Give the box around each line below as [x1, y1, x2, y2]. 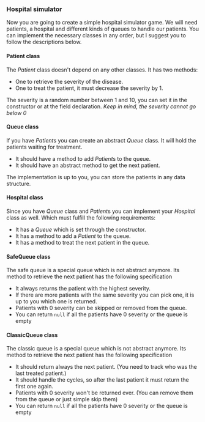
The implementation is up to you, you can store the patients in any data [6, 173, 185, 180]
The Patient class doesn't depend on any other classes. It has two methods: [6, 66, 198, 73]
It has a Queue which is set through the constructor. [15, 226, 146, 233]
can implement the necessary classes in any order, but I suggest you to [6, 32, 187, 39]
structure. [6, 180, 31, 187]
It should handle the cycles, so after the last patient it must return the [15, 376, 190, 383]
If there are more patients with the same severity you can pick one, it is [15, 291, 195, 298]
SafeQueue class [6, 253, 51, 260]
